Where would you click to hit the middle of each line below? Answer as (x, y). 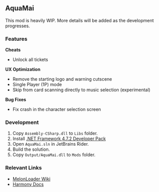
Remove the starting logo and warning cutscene (62, 79)
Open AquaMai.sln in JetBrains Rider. (51, 144)
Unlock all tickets (30, 59)
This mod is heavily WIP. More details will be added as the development (80, 20)
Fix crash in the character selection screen (57, 109)
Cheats (13, 50)
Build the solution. (31, 149)
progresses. (18, 26)
